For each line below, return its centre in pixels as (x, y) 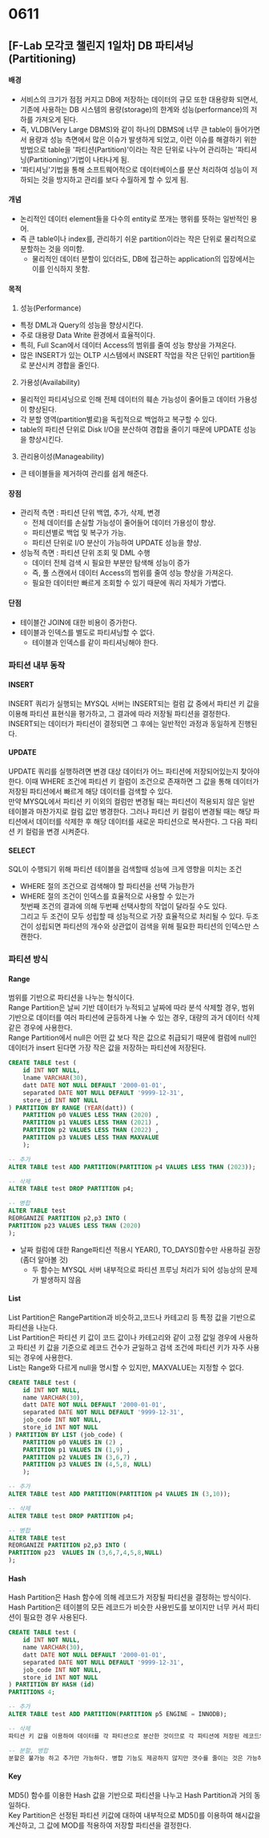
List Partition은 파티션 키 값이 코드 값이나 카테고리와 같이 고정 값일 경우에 (123, 1337)
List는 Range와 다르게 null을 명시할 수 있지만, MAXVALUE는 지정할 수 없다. (126, 1367)
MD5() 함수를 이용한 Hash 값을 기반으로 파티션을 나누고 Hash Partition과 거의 (130, 1795)
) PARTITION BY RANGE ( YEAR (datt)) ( (71, 1108)
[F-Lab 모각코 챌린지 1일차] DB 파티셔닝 (101, 45)
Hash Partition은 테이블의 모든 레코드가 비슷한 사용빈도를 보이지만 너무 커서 (127, 1607)
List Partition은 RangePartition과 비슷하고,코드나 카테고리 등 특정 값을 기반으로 (132, 1317)
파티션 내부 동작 (37, 665)
